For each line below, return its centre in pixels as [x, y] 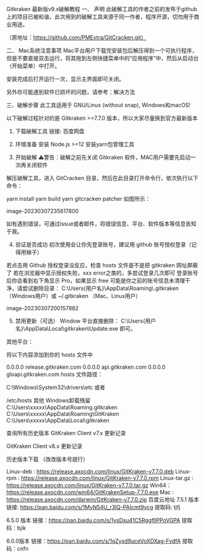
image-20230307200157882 [43, 308]
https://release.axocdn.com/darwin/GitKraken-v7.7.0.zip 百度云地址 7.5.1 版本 [103, 499]
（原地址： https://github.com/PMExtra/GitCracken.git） [76, 37]
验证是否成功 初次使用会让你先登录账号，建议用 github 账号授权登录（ [103, 244]
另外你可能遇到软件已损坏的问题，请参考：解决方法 [71, 92]
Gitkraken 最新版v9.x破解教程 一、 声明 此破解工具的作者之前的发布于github [102, 9]
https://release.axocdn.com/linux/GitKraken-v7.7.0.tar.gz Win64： [89, 485]
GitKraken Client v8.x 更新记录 [44, 446]
